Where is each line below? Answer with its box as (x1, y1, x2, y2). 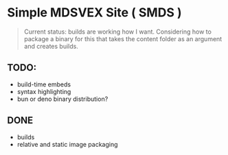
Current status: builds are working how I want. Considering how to (23, 27, 212, 36)
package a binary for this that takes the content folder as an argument (23, 34, 223, 43)
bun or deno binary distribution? (16, 95, 109, 103)
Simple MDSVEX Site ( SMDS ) (7, 5, 182, 21)
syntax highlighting (16, 87, 71, 95)
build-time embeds (16, 80, 71, 88)
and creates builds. (23, 42, 79, 50)
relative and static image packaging (16, 140, 118, 148)
